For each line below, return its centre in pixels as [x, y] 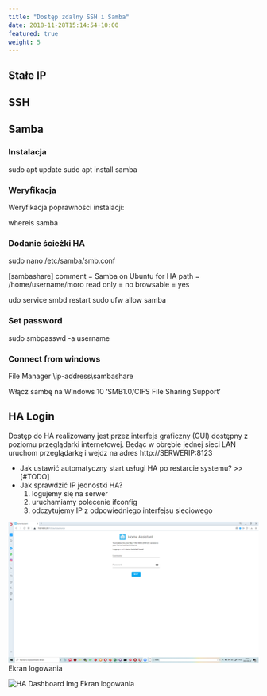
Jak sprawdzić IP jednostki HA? [71, 485]
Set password [35, 321]
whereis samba [33, 223]
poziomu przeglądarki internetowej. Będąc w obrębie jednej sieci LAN [122, 444]
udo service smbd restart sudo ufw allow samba [87, 300]
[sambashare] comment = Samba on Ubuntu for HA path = [104, 276]
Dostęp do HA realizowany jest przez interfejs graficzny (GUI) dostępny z [128, 436]
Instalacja [27, 152]
